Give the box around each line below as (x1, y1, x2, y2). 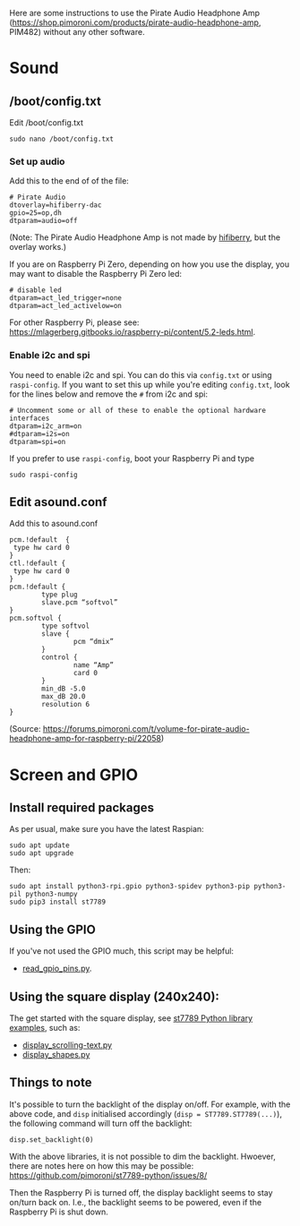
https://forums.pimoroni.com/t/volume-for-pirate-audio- (42, 724, 250, 734)
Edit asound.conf (9, 494, 107, 510)
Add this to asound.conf (9, 519, 99, 529)
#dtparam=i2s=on (9, 429, 70, 438)
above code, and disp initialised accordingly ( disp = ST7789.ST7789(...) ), (9, 1108, 282, 1119)
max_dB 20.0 (41, 692, 87, 701)
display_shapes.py (21, 1050, 90, 1060)
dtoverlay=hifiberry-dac (9, 201, 102, 210)
